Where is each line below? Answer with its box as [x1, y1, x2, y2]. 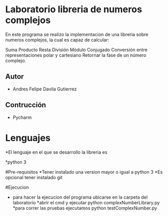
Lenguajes [5, 132, 51, 143]
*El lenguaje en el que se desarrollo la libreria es [5, 149, 108, 155]
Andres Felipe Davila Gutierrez [12, 86, 77, 92]
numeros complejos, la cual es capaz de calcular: [5, 37, 109, 43]
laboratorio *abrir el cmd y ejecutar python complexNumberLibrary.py [12, 199, 160, 205]
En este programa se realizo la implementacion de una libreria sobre [5, 31, 149, 37]
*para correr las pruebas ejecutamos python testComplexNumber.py [12, 205, 157, 211]
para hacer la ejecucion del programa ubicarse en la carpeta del [12, 194, 148, 200]
